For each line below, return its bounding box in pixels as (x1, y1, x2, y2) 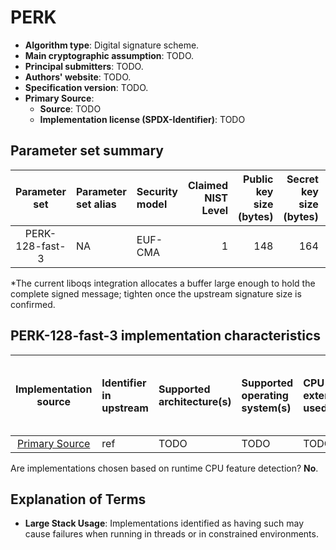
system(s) (241, 401, 292, 415)
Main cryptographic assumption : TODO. (24, 49, 195, 61)
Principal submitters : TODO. (24, 60, 144, 72)
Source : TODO (39, 102, 102, 115)
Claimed (188, 178, 229, 192)
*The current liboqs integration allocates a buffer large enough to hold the (10, 277, 316, 289)
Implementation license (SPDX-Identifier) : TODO (39, 113, 246, 125)
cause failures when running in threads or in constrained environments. (24, 528, 319, 540)
